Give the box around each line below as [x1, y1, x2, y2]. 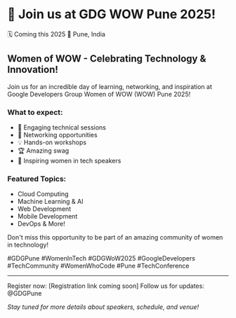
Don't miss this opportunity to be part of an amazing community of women [7, 233, 223, 242]
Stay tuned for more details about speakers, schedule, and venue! [7, 303, 199, 311]
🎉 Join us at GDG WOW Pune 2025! [7, 6, 216, 22]
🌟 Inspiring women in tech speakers [17, 157, 122, 165]
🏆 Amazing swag [17, 146, 70, 155]
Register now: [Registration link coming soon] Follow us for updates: [7, 282, 205, 290]
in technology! [7, 241, 49, 249]
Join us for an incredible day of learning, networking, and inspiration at [7, 82, 213, 90]
